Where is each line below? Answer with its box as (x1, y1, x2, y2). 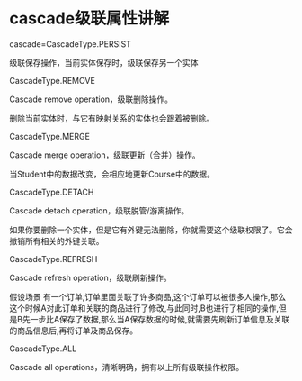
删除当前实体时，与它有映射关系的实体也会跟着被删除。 (9, 113, 214, 123)
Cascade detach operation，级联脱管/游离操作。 (9, 204, 190, 216)
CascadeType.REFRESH (9, 253, 98, 264)
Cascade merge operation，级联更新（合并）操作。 (9, 150, 200, 160)
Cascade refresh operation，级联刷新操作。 (9, 272, 173, 283)
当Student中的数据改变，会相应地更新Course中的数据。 (9, 168, 216, 179)
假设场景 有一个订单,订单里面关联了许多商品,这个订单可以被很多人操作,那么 (9, 291, 287, 302)
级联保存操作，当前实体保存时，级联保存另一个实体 (9, 57, 199, 68)
